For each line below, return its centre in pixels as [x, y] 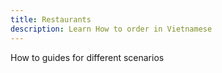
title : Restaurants [51, 19]
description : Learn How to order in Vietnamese [111, 29]
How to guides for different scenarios [87, 57]
